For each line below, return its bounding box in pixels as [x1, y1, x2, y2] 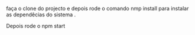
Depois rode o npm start [6, 23, 66, 29]
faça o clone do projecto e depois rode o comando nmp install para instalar [6, 5, 189, 12]
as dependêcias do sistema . [6, 11, 76, 18]
